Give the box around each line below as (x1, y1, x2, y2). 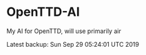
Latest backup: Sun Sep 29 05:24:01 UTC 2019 (6, 40, 139, 48)
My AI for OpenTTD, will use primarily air (6, 27, 121, 35)
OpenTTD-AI (6, 4, 80, 20)
